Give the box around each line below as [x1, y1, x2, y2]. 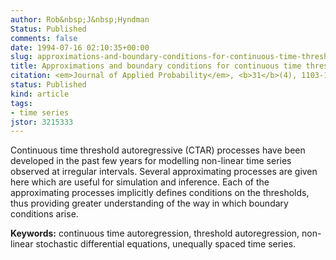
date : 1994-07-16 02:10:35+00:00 [10, 42, 150, 53]
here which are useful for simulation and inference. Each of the [10, 176, 270, 188]
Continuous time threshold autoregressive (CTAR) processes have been [10, 144, 306, 156]
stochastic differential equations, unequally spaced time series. [35, 238, 297, 250]
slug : [10, 52, 33, 62]
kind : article [10, 89, 70, 99]
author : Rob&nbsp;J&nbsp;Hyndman [10, 14, 150, 25]
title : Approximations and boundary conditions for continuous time [10, 61, 302, 71]
